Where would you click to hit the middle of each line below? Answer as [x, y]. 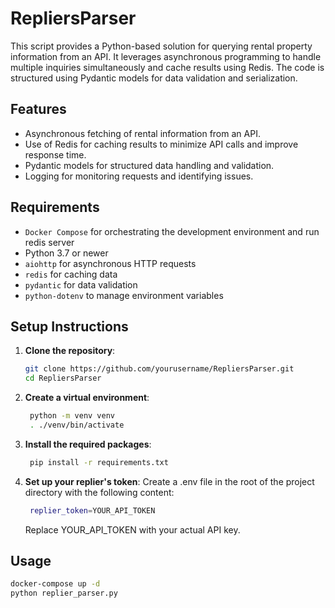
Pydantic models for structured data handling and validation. [149, 165]
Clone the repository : [70, 351]
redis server [49, 242]
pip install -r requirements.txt [99, 462]
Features [38, 109]
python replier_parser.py [64, 593]
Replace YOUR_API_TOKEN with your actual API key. [132, 529]
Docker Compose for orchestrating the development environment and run [172, 231]
